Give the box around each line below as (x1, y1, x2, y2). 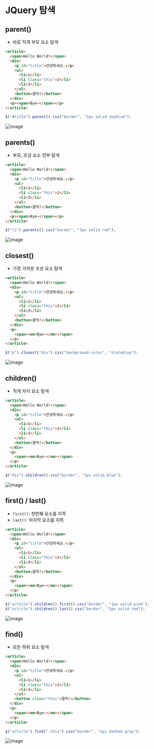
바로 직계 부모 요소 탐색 (12, 39, 59, 45)
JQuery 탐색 (5, 5, 56, 16)
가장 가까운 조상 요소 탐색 (12, 265, 63, 271)
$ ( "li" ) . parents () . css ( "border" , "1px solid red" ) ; (5, 227, 116, 233)
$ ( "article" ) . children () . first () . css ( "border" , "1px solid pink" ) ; (5, 601, 150, 607)
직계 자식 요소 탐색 (12, 388, 49, 394)
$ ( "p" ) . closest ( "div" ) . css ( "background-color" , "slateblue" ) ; (5, 350, 138, 356)
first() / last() (5, 496, 46, 505)
